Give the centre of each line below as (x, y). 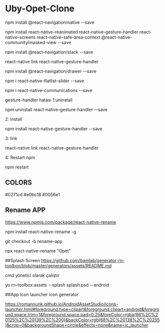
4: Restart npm (20, 157)
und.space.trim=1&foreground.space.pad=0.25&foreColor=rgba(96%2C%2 (82, 314)
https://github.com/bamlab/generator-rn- (83, 260)
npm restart (17, 167)
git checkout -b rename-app (34, 241)
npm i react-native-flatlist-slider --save (45, 81)
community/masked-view (31, 42)
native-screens (20, 37)
